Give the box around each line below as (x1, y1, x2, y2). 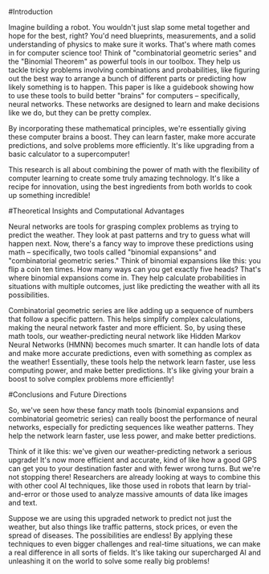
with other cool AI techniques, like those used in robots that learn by (8, 481, 234, 490)
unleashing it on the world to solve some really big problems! (8, 556, 210, 566)
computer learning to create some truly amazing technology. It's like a (8, 173, 240, 183)
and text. (8, 498, 38, 507)
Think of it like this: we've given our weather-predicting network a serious (8, 447, 252, 456)
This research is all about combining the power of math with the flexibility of (8, 165, 259, 174)
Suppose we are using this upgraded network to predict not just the (8, 514, 232, 522)
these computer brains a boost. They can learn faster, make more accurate (8, 132, 256, 142)
